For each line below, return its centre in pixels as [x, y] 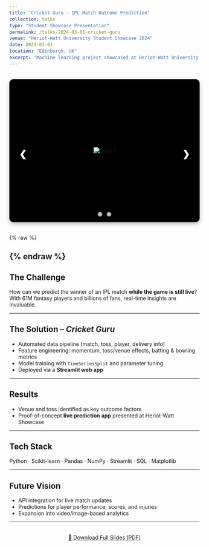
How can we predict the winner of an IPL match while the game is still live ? [103, 291]
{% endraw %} [38, 257]
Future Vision [35, 486]
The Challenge [37, 277]
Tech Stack [31, 446]
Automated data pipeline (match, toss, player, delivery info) [92, 344]
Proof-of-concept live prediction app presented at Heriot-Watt [96, 416]
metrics [27, 357]
